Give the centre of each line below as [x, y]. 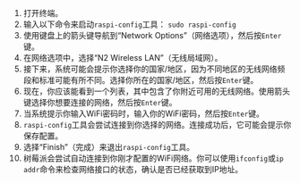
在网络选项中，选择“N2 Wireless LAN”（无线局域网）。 [123, 58]
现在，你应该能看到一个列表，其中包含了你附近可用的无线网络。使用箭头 [156, 91]
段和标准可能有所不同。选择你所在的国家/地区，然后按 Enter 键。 [141, 80]
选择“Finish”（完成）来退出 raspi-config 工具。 [109, 147]
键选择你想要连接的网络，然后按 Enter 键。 [100, 102]
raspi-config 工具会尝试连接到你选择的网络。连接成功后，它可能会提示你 [157, 125]
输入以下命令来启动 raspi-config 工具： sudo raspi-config [129, 24]
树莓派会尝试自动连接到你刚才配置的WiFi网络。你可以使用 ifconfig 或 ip [154, 158]
